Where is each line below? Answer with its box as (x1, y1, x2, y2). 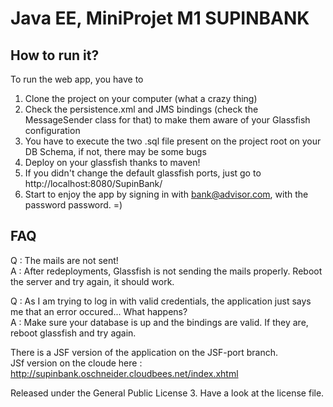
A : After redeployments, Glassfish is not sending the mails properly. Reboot (10, 265, 323, 277)
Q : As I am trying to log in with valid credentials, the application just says (10, 295, 312, 307)
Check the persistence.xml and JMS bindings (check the (24, 103, 259, 115)
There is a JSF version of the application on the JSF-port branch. (10, 346, 279, 358)
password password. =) (24, 199, 123, 211)
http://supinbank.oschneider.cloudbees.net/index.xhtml (10, 367, 239, 379)
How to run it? (10, 47, 100, 64)
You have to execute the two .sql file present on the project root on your (24, 135, 322, 147)
